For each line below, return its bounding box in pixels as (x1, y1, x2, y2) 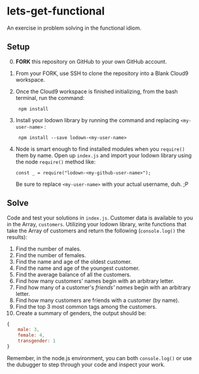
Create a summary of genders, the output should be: (15, 309, 147, 317)
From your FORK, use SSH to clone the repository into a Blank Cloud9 (15, 70, 189, 77)
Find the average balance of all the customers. (15, 271, 131, 278)
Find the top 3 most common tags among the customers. (15, 303, 157, 310)
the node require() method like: (15, 158, 96, 165)
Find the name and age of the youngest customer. (15, 264, 140, 272)
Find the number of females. (15, 251, 86, 258)
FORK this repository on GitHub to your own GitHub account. (15, 57, 167, 65)
